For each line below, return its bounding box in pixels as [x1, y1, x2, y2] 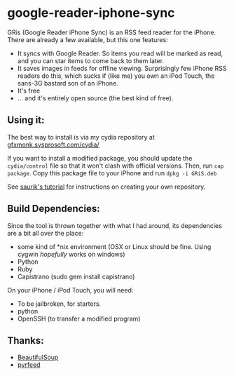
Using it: [7, 114, 45, 126]
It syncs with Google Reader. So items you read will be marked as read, [17, 49, 223, 58]
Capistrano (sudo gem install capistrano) [17, 272, 135, 281]
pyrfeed [17, 361, 41, 369]
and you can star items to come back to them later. [17, 56, 165, 65]
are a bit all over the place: [7, 229, 84, 237]
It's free [17, 86, 41, 95]
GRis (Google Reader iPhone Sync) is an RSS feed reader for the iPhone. [7, 28, 216, 36]
